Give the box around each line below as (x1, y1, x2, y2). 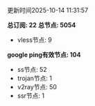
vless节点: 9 (17, 36, 52, 44)
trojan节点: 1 (17, 74, 52, 82)
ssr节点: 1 (17, 91, 45, 100)
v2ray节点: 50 (17, 83, 58, 91)
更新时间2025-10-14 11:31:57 (7, 6, 89, 14)
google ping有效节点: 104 (7, 51, 81, 59)
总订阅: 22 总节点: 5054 (7, 21, 76, 29)
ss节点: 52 (17, 66, 47, 73)
